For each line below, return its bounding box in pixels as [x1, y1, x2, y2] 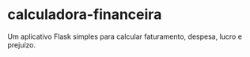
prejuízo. [7, 40, 36, 49]
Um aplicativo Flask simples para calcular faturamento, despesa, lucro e [7, 32, 243, 41]
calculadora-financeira [7, 6, 162, 24]
